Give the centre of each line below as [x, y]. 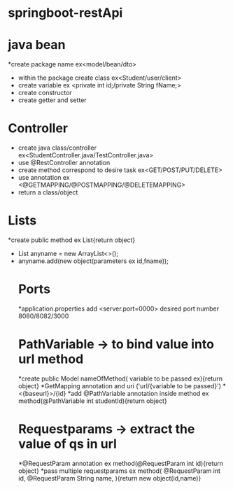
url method [51, 359]
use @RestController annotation [64, 163]
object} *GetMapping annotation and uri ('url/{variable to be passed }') [120, 385]
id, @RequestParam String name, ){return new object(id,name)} [110, 478]
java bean [37, 45]
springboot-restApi [65, 13]
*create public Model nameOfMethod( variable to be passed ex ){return [120, 378]
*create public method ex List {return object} [72, 240]
